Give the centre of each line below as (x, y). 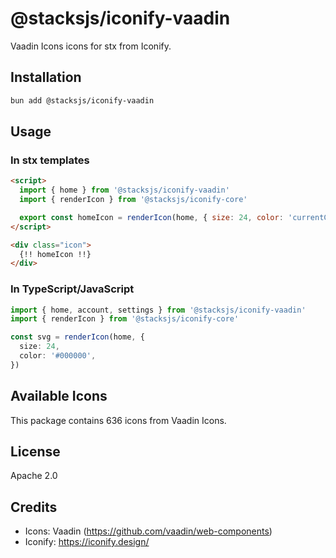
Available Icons (59, 396)
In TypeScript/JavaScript (72, 289)
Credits (34, 507)
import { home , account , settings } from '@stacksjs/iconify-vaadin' (158, 310)
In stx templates (50, 160)
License (35, 452)
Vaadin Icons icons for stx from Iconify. (91, 46)
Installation (46, 77)
